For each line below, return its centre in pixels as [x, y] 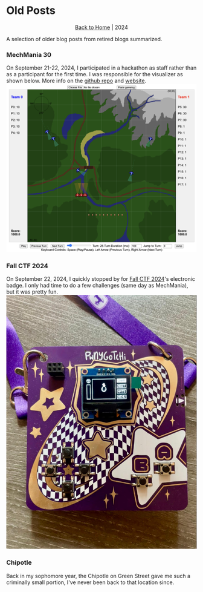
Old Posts [31, 11]
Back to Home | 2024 [101, 27]
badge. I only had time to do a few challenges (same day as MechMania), [97, 285]
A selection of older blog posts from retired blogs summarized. [84, 39]
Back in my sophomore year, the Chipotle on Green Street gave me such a [98, 576]
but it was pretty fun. [32, 292]
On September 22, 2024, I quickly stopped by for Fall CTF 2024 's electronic [101, 278]
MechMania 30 [29, 54]
